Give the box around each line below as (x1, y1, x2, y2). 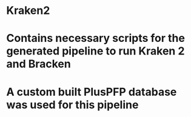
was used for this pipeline (6, 98, 139, 112)
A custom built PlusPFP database (6, 85, 177, 99)
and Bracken (6, 57, 71, 71)
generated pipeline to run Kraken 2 (6, 44, 185, 58)
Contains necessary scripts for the (6, 32, 185, 45)
